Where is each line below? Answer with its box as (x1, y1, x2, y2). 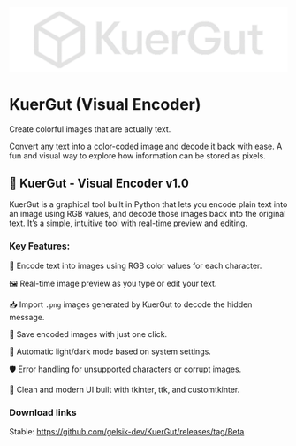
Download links (9, 406, 77, 419)
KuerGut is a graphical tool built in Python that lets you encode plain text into (9, 199, 288, 210)
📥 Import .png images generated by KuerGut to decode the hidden (9, 299, 253, 310)
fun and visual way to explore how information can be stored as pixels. (9, 150, 267, 161)
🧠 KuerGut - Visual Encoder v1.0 (9, 175, 190, 190)
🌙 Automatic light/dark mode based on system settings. (9, 346, 212, 357)
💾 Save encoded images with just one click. (9, 328, 168, 339)
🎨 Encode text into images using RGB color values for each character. (9, 260, 262, 271)
